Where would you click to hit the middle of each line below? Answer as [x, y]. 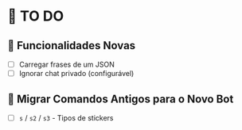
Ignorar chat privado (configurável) [76, 74]
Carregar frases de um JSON [66, 64]
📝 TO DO [36, 16]
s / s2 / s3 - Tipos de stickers [66, 117]
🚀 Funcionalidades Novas [72, 46]
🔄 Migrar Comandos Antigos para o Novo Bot [121, 99]
